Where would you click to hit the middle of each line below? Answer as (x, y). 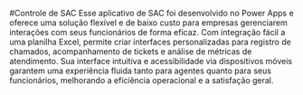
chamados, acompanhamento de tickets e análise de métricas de (131, 52)
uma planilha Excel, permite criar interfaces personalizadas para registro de (150, 42)
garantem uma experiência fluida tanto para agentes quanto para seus (140, 71)
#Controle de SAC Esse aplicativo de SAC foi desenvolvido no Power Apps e (151, 13)
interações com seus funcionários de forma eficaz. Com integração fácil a (147, 32)
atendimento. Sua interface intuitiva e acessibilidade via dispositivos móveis (151, 61)
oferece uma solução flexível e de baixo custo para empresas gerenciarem (148, 23)
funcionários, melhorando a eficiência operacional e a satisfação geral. (142, 80)
